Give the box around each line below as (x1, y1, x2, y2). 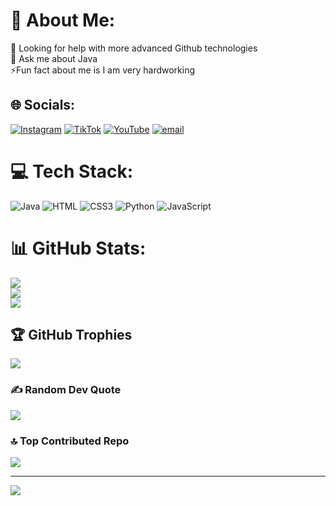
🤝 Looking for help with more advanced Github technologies (10, 42, 258, 54)
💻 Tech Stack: (10, 160, 134, 183)
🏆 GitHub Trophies (10, 327, 133, 344)
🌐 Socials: (10, 97, 76, 114)
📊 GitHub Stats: (10, 237, 147, 259)
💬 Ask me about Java (10, 52, 98, 64)
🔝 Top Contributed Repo (10, 434, 130, 448)
